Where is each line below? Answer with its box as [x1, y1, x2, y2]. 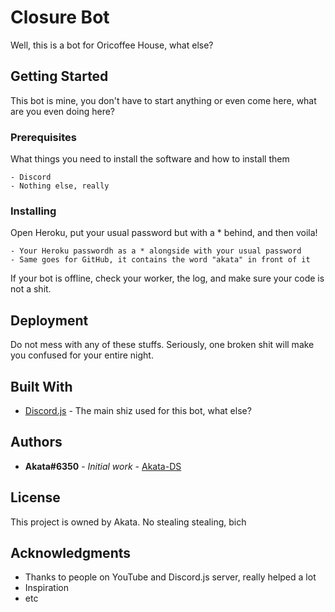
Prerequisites [10, 130, 77, 144]
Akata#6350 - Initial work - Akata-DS [24, 460, 182, 472]
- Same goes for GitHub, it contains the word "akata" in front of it [10, 255, 311, 265]
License [10, 489, 61, 506]
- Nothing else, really [10, 181, 110, 191]
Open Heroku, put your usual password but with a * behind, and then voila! [10, 227, 318, 239]
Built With [10, 378, 73, 395]
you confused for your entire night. [10, 349, 154, 361]
